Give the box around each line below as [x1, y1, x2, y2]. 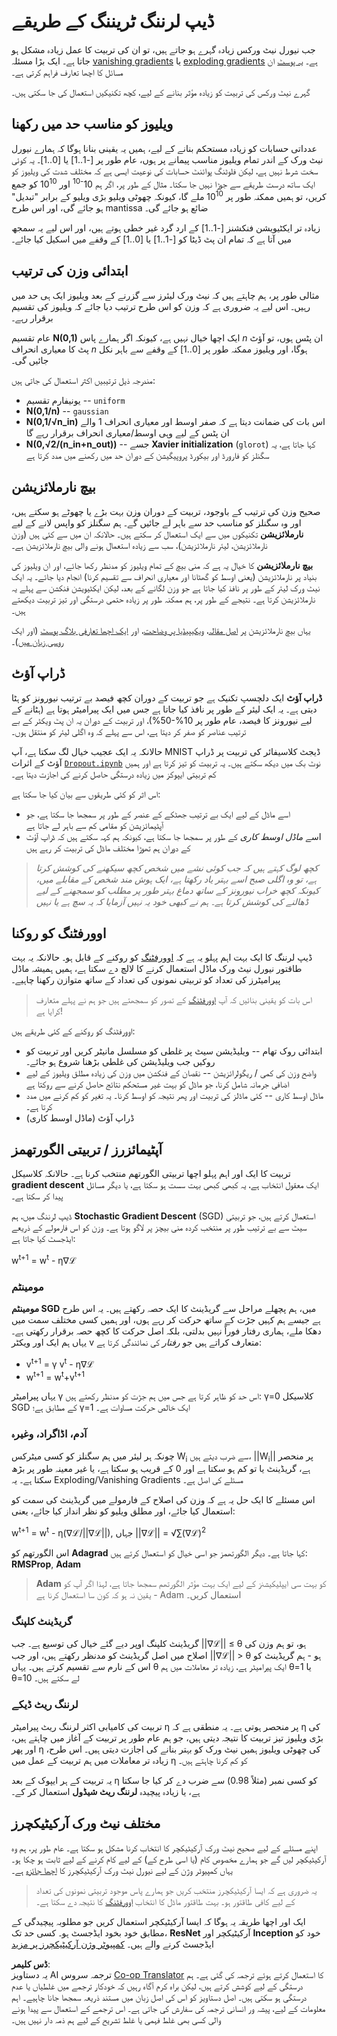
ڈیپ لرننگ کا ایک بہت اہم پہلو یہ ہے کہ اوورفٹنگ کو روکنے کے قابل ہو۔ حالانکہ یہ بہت [11, 951, 313, 964]
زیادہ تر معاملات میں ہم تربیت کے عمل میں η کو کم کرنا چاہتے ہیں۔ [11, 1754, 248, 1766]
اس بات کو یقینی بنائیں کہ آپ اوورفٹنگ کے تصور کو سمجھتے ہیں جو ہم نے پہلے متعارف [35, 994, 313, 1006]
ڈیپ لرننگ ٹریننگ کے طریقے [11, 10, 215, 33]
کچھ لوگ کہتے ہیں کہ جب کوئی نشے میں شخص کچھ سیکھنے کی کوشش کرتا [35, 861, 319, 874]
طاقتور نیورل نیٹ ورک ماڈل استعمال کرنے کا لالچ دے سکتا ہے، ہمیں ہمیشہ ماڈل [11, 963, 303, 975]
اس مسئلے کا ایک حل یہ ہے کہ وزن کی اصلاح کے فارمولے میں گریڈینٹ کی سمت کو [11, 1494, 316, 1506]
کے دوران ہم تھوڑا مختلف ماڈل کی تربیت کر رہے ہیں [25, 841, 191, 854]
